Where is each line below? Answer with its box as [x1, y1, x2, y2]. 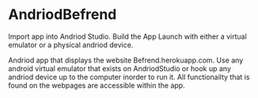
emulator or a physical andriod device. [8, 40, 134, 49]
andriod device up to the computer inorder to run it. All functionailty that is [8, 72, 250, 81]
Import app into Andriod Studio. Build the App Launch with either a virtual [8, 32, 247, 41]
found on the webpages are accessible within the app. [8, 81, 185, 90]
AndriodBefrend [8, 6, 117, 24]
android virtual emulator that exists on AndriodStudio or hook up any [8, 63, 231, 73]
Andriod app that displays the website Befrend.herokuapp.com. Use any [8, 55, 244, 65]
